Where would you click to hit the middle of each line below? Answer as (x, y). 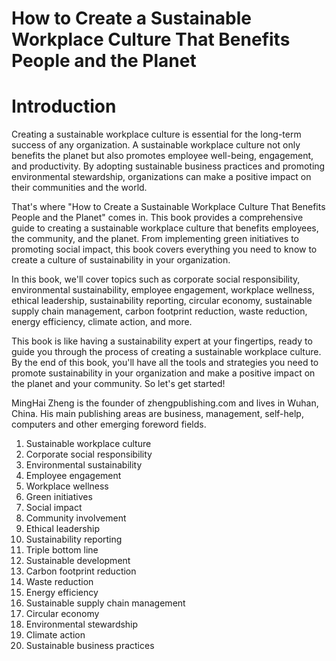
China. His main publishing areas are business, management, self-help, (157, 414)
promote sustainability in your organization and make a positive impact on (163, 373)
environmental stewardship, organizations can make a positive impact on (161, 177)
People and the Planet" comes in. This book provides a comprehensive (157, 218)
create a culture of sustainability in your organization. (121, 260)
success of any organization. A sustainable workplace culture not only (156, 145)
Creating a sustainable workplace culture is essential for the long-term (156, 134)
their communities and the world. (79, 188)
